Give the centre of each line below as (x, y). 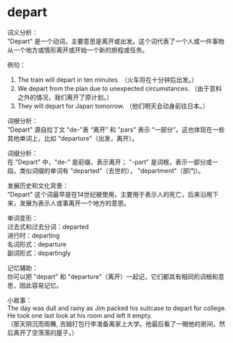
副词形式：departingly (39, 253)
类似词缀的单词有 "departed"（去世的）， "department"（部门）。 (112, 170)
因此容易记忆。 (41, 285)
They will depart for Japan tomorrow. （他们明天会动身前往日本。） (113, 106)
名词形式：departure (37, 244)
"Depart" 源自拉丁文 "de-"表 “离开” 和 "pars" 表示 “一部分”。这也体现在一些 (116, 129)
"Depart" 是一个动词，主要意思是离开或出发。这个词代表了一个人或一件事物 (116, 41)
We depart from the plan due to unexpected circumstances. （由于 (113, 88)
